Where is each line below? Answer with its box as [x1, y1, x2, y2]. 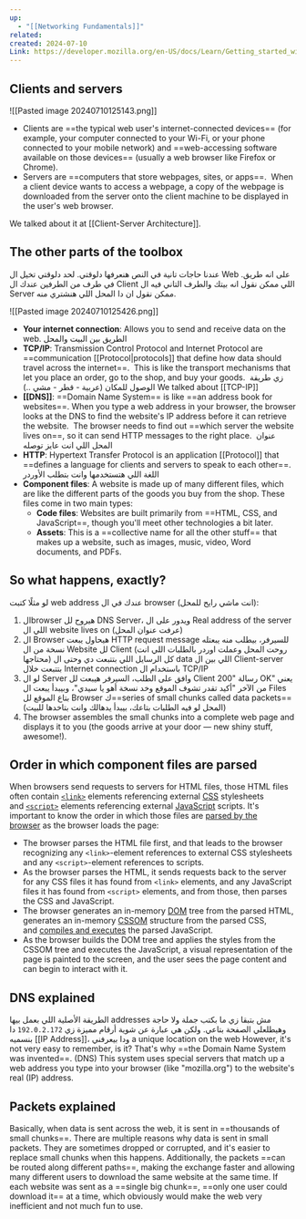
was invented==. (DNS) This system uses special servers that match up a [9, 1053, 285, 1064]
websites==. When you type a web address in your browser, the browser [22, 400, 296, 411]
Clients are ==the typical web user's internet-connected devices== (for [22, 122, 291, 133]
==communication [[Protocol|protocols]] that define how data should [22, 352, 282, 363]
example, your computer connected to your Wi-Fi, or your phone [22, 132, 266, 143]
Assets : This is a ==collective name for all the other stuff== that [36, 526, 278, 538]
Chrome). [22, 161, 59, 172]
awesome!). [22, 730, 67, 741]
